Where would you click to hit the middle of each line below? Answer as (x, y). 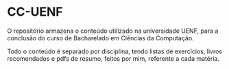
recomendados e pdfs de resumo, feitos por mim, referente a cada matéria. (113, 58)
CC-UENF (35, 12)
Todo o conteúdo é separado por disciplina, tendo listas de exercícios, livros (115, 51)
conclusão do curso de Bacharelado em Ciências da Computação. (100, 38)
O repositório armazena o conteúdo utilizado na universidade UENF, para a (113, 31)
